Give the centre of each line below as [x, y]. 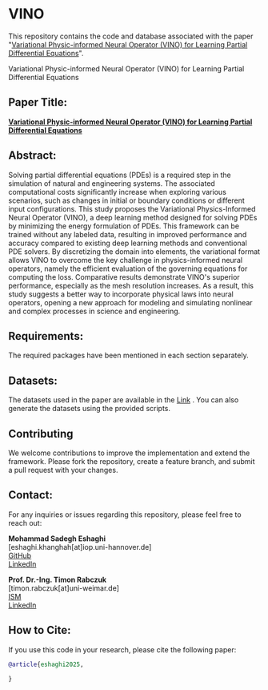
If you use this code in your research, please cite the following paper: [122, 649]
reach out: [25, 523]
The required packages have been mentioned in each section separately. [129, 355]
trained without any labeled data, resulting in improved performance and [128, 234]
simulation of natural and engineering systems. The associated [112, 183]
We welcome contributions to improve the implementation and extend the [129, 453]
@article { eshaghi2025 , [46, 664]
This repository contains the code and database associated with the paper [131, 36]
